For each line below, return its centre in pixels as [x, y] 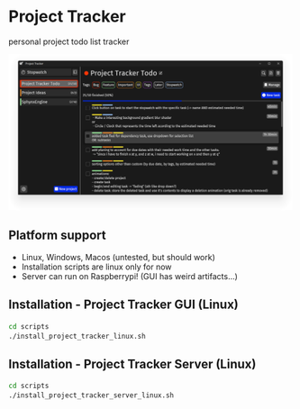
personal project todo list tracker [69, 41]
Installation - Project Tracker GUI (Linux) [124, 305]
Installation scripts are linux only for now [96, 267]
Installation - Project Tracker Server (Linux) [132, 364]
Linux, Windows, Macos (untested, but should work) [118, 257]
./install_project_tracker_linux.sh [77, 336]
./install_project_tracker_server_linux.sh [91, 395]
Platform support [57, 236]
